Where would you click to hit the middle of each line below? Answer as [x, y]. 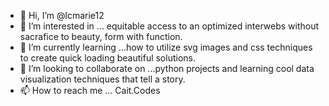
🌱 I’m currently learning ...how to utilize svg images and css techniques [166, 47]
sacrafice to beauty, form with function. [101, 36]
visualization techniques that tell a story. [102, 79]
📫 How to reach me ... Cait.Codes [90, 90]
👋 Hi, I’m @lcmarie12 [62, 15]
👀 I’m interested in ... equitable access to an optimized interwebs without [169, 26]
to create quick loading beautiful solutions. [107, 58]
